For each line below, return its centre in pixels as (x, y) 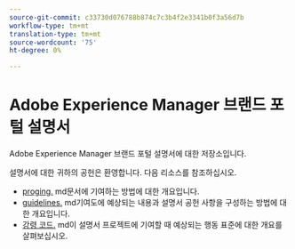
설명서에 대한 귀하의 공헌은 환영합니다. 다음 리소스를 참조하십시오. (123, 173)
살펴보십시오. (45, 236)
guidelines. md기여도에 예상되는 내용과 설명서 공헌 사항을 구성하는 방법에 (150, 203)
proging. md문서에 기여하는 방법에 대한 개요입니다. (111, 191)
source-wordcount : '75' (53, 42)
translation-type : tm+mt (55, 34)
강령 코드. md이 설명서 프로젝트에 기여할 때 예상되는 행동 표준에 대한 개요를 (152, 225)
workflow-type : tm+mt (49, 26)
